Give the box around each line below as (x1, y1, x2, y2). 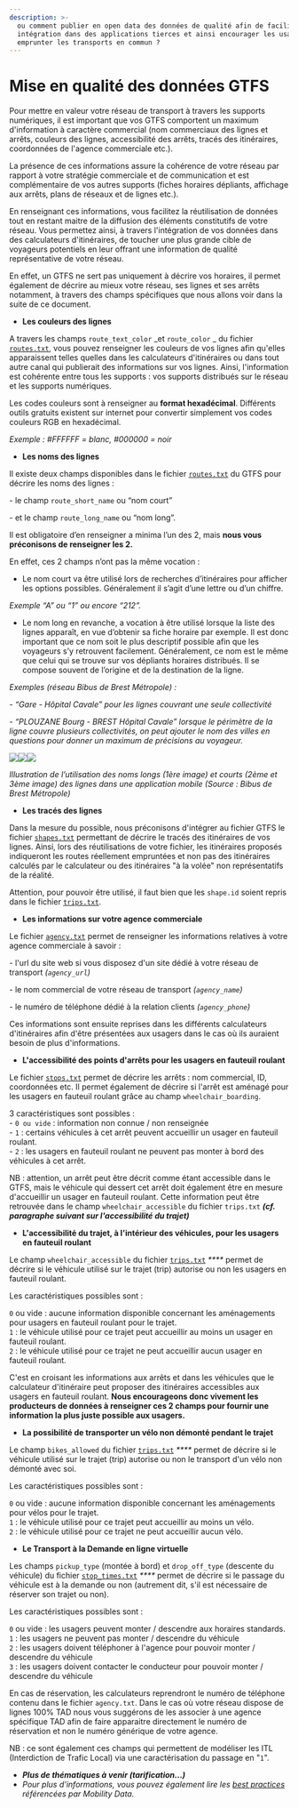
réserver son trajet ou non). (9, 1589, 109, 1600)
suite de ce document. (9, 299, 91, 309)
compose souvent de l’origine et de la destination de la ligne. (21, 664, 244, 676)
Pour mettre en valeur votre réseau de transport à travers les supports (9, 106, 266, 117)
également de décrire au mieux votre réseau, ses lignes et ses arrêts (9, 280, 260, 291)
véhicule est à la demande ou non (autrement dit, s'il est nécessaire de (9, 1579, 268, 1590)
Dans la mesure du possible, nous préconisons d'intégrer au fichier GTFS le (9, 823, 286, 833)
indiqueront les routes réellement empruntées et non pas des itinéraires (9, 851, 271, 862)
